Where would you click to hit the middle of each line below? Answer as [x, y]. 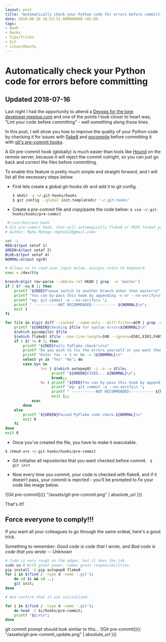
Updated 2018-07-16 [38, 100]
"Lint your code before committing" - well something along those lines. [77, 122]
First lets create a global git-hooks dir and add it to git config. [75, 186]
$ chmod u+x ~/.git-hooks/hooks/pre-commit [51, 451]
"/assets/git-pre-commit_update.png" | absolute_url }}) [61, 635]
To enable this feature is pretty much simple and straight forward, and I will [81, 171]
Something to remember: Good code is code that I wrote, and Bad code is [80, 546]
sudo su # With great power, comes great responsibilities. [68, 565]
